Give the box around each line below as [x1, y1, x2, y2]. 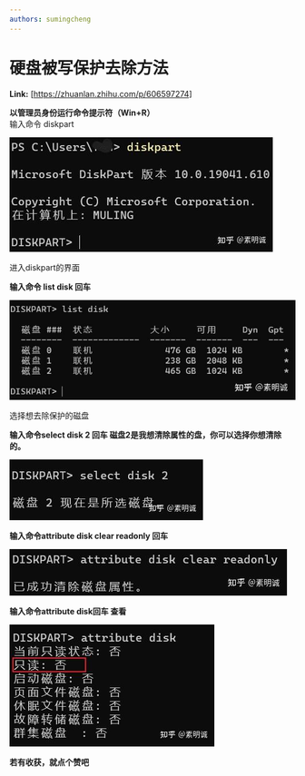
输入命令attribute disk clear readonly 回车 [9, 531, 169, 542]
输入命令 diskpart [9, 118, 74, 129]
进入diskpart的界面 [9, 261, 80, 272]
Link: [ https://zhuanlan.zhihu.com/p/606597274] [9, 88, 192, 99]
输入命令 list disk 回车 [9, 281, 92, 292]
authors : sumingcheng [9, 15, 92, 24]
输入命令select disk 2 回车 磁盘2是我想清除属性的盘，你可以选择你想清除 [9, 429, 282, 440]
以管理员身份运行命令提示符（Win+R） [9, 107, 155, 118]
